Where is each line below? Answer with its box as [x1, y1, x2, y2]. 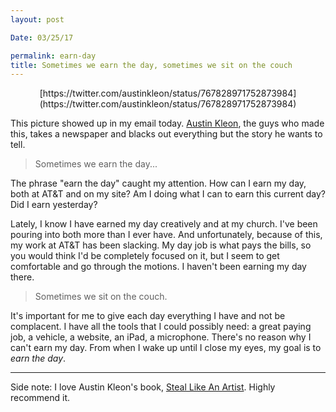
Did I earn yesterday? [10, 199, 98, 211]
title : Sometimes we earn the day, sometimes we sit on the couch [10, 60, 293, 70]
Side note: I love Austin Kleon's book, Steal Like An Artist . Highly [10, 381, 276, 393]
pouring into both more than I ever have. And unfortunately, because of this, [10, 229, 323, 241]
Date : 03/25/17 [10, 32, 74, 43]
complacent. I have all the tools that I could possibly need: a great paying [10, 321, 312, 333]
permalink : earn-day [10, 51, 97, 61]
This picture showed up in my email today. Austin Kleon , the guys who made [10, 117, 325, 130]
